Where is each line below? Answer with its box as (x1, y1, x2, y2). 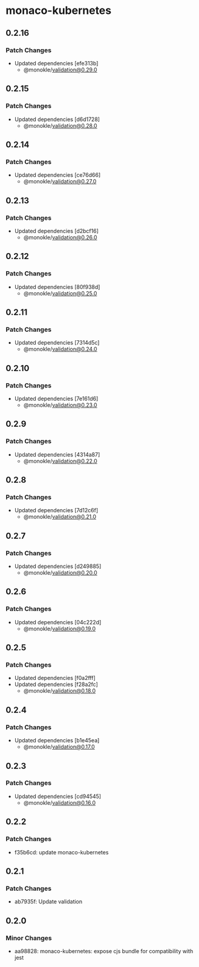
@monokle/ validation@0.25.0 (23, 289, 97, 297)
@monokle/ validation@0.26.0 (23, 234, 97, 241)
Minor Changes (5, 934, 52, 942)
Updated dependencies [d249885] (14, 563, 102, 570)
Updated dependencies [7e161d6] (14, 395, 99, 402)
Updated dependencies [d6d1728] (14, 116, 100, 123)
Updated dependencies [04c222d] (14, 618, 102, 625)
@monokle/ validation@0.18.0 (23, 687, 96, 695)
